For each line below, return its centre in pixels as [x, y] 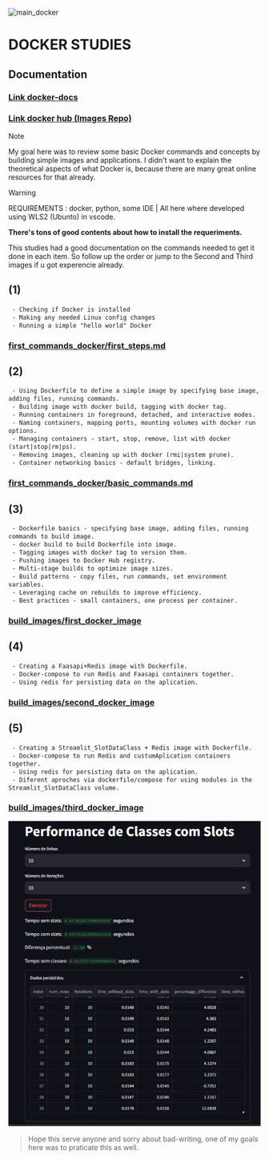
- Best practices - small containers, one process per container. [125, 601]
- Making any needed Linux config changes [84, 317]
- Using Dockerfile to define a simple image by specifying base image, [136, 391]
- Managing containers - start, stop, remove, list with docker [121, 439]
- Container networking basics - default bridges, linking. [114, 463]
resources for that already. [52, 177]
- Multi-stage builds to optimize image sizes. [92, 569]
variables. [26, 585]
